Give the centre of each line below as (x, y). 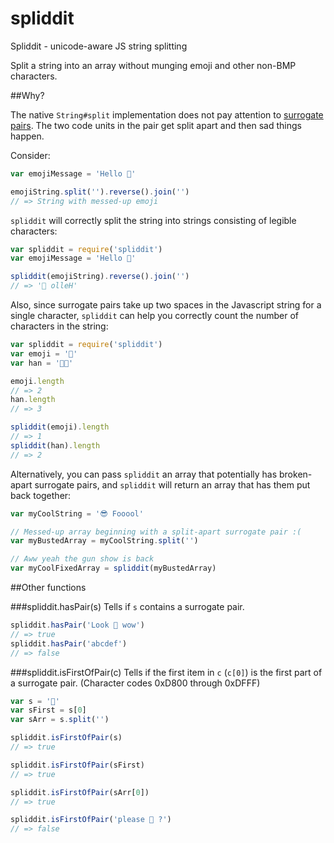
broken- (296, 474)
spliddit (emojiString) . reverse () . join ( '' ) (100, 277)
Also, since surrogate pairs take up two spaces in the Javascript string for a (166, 305)
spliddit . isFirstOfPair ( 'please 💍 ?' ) (91, 820)
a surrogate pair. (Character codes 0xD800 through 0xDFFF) (135, 683)
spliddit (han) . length (55, 445)
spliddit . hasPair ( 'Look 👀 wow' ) (77, 625)
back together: (41, 495)
